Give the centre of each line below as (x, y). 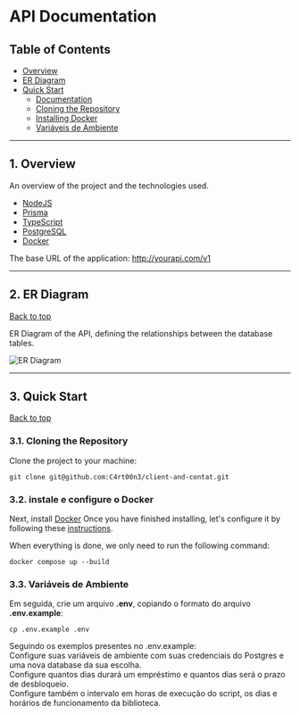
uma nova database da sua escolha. (75, 665)
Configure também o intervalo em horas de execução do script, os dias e (144, 694)
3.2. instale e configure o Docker (82, 499)
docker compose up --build (59, 562)
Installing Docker (67, 118)
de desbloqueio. (39, 684)
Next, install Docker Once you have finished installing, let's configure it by (145, 519)
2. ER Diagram (49, 295)
